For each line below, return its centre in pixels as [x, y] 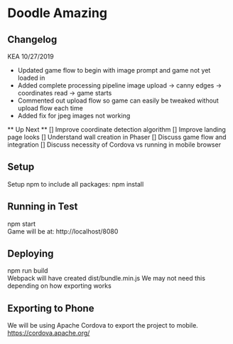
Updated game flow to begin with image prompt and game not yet [114, 70]
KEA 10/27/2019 [31, 56]
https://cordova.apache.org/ [49, 333]
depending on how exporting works [59, 286]
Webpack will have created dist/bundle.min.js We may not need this [107, 278]
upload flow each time [50, 108]
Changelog [32, 40]
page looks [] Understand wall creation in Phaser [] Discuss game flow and [117, 137]
